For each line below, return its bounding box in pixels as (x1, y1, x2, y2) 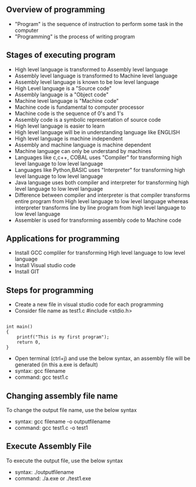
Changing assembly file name (6, 391, 118, 401)
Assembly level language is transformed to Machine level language (14, 72, 178, 79)
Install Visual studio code (14, 262, 76, 269)
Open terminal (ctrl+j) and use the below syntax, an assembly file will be (14, 355, 191, 362)
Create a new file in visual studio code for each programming (14, 301, 164, 308)
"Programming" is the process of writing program (14, 33, 135, 40)
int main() (6, 324, 33, 330)
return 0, (17, 339, 41, 345)
